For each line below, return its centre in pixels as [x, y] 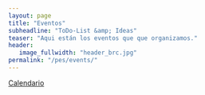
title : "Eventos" [37, 23]
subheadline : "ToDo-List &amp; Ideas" [73, 30]
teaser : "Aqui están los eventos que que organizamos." [103, 38]
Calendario [26, 83]
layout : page [30, 16]
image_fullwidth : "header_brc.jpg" [78, 53]
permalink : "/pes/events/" [53, 61]
